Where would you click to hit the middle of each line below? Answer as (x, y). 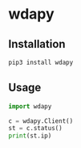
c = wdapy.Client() (41, 121)
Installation (37, 44)
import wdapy (30, 106)
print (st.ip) (30, 136)
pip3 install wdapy (41, 62)
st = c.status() (35, 129)
